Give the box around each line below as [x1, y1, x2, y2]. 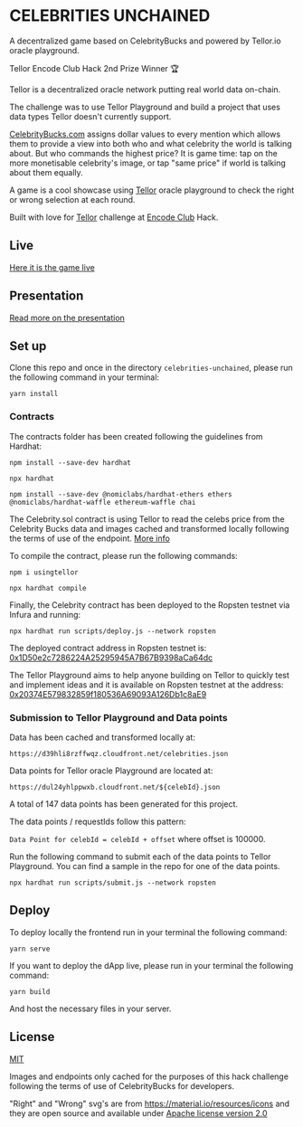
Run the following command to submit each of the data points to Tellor [9, 851, 271, 862]
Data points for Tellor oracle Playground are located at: [9, 765, 213, 776]
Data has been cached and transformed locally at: [9, 732, 196, 743]
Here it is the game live [9, 261, 95, 272]
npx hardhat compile [9, 583, 88, 592]
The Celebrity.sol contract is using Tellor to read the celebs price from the [9, 513, 285, 525]
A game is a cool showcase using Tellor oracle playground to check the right [9, 185, 295, 195]
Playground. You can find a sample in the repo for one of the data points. [9, 860, 280, 871]
